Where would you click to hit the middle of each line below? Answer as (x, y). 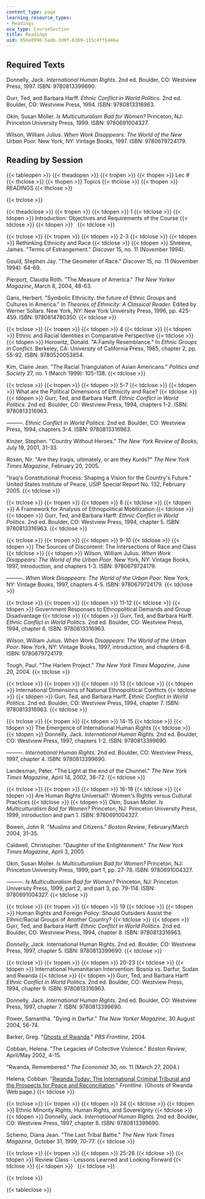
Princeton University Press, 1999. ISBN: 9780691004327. (78, 123)
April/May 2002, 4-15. (34, 1055)
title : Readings (27, 35)
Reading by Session (45, 160)
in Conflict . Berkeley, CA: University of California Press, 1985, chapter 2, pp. (102, 348)
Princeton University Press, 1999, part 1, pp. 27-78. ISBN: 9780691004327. (100, 870)
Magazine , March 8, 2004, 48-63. (49, 286)
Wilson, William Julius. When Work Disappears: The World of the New (94, 134)
